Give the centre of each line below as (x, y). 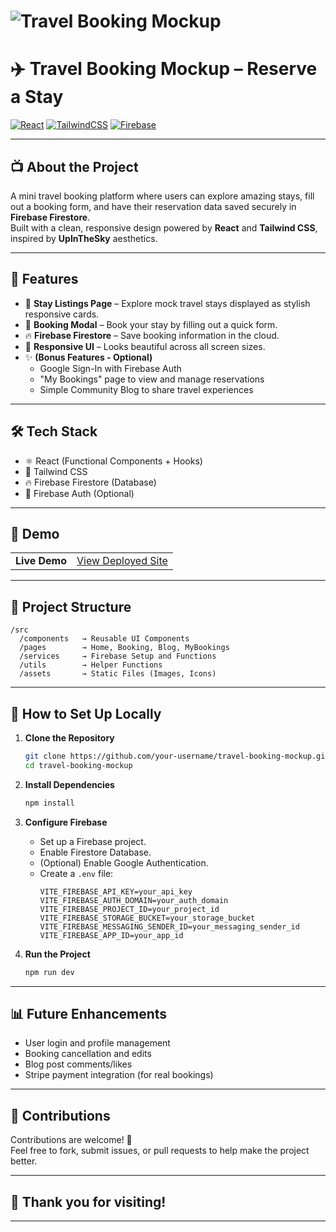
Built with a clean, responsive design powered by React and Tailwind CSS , (164, 227)
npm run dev (49, 972)
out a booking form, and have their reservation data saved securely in (153, 206)
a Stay (37, 97)
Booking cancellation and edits (88, 1054)
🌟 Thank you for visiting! (88, 1201)
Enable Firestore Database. (95, 852)
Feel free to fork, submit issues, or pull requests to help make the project (160, 1151)
